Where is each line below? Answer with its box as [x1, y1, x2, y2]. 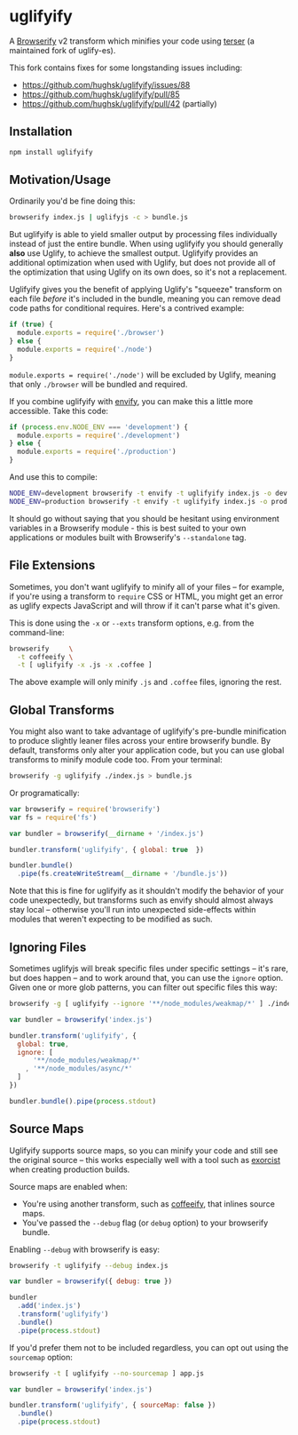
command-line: [9, 626, 65, 637]
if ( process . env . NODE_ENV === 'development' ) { [9, 422, 189, 432]
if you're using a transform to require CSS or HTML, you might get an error [9, 591, 284, 602]
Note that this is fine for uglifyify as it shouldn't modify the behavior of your [9, 886, 284, 897]
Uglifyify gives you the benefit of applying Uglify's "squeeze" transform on [9, 284, 282, 295]
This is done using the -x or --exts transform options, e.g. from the [9, 618, 255, 628]
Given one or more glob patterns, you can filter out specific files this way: [9, 982, 278, 993]
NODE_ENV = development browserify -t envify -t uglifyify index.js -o [9, 489, 272, 498]
